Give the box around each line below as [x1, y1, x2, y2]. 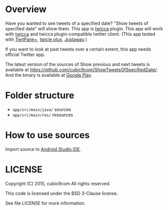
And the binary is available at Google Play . [5, 72, 93, 78]
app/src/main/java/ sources [12, 106, 71, 112]
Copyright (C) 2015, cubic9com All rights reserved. [5, 180, 111, 186]
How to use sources [5, 130, 90, 141]
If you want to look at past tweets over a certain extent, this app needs [5, 46, 151, 52]
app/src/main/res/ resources [12, 112, 73, 118]
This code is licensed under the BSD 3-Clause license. [5, 190, 118, 196]
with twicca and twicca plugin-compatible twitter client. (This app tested [5, 31, 155, 37]
